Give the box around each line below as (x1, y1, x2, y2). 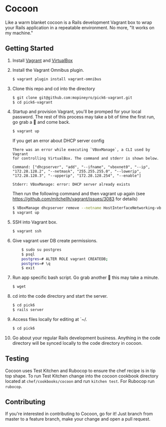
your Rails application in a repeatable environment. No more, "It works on (5, 24, 155, 30)
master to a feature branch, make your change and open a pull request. (5, 416, 151, 422)
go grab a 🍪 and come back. (12, 119, 70, 125)
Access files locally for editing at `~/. (12, 316, 88, 322)
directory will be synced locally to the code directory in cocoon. (12, 340, 143, 346)
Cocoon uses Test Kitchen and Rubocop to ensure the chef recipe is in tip (5, 368, 156, 374)
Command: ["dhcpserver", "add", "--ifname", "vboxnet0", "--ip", (12, 164, 150, 170)
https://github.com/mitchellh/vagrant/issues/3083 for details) (12, 196, 138, 202)
